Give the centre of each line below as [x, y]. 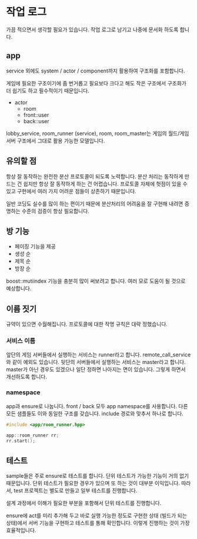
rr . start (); [21, 441]
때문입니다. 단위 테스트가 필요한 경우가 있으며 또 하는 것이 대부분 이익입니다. [93, 483]
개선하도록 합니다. [27, 377]
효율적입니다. [21, 530]
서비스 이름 [21, 341]
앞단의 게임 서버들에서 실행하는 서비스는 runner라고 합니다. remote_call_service [98, 355]
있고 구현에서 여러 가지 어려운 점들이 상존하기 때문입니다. [71, 191]
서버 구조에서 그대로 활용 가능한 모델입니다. [56, 140]
